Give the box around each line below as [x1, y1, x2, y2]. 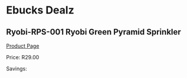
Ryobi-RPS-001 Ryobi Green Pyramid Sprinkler [6, 27, 181, 37]
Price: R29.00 [6, 54, 40, 60]
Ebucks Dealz [6, 4, 75, 17]
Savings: [6, 65, 28, 72]
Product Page [6, 42, 40, 49]
